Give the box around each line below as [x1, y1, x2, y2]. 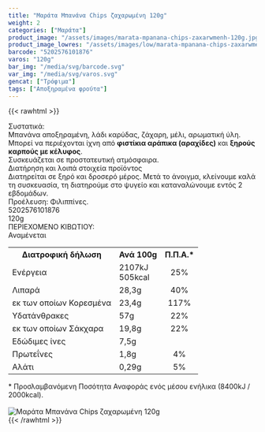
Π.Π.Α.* [164, 249, 195, 260]
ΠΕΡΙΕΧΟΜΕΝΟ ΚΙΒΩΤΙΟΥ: [8, 222, 95, 232]
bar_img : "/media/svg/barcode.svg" [8, 63, 125, 71]
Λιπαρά [12, 285, 41, 296]
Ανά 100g [118, 249, 158, 260]
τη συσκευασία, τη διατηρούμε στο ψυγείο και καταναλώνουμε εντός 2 [8, 181, 243, 190]
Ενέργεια [12, 267, 47, 278]
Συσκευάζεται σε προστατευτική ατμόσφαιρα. [8, 155, 159, 165]
